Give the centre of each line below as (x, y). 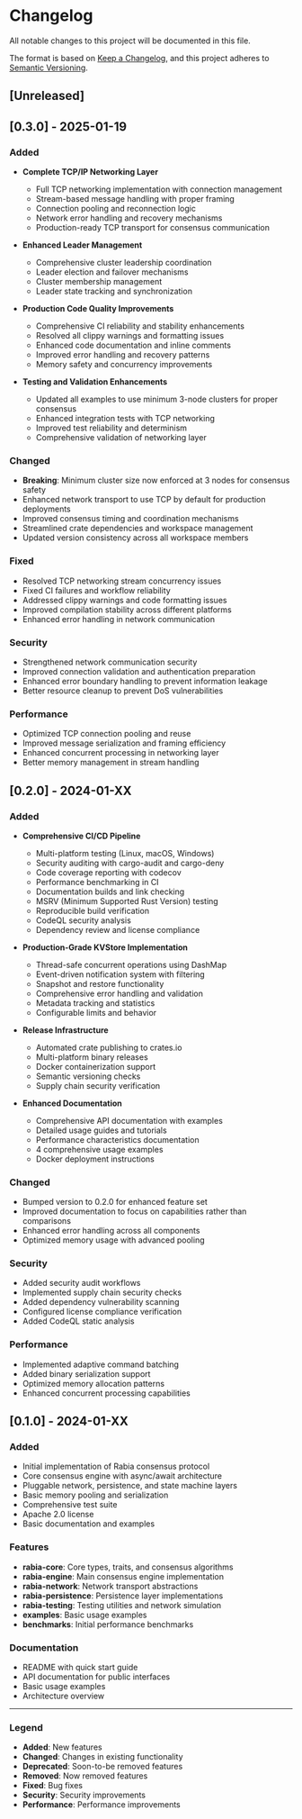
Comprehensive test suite (70, 1505)
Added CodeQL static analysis (78, 1321)
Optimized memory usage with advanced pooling (113, 1240)
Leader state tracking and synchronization (114, 291)
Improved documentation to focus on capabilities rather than (134, 1211)
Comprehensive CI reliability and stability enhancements (140, 326)
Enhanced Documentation (72, 1103)
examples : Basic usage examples (84, 1615)
